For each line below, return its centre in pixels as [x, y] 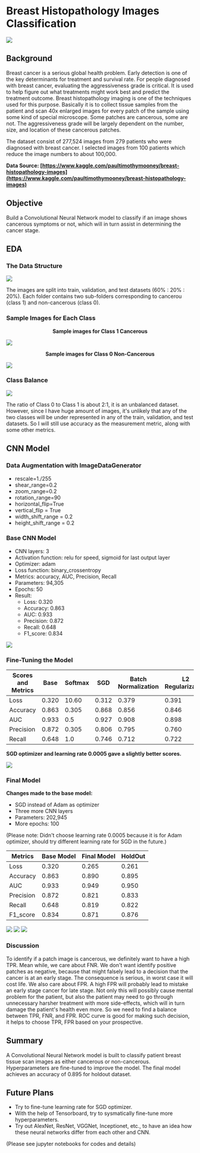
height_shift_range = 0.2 [44, 523]
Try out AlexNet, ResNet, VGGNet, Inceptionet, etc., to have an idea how [103, 1126]
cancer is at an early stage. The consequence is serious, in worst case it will [100, 977]
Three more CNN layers [44, 811]
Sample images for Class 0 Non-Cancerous [100, 354]
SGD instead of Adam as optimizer [57, 805]
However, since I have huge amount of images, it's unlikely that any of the [97, 411]
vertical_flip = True [38, 510]
